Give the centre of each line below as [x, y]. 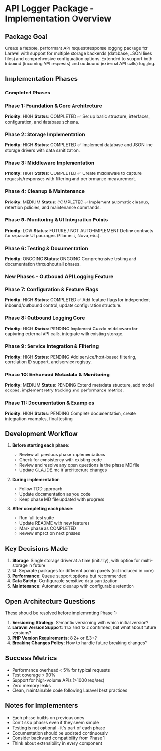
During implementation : [37, 480]
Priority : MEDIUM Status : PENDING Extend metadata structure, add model [80, 385]
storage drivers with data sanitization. [43, 150]
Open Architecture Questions [50, 601]
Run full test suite [37, 518]
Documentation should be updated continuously [60, 733]
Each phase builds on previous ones [48, 717]
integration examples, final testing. [39, 418]
